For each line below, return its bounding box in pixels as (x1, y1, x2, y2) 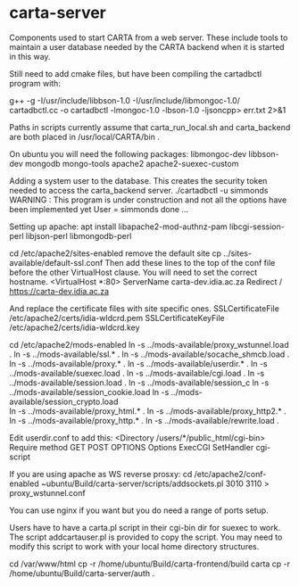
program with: (9, 78, 61, 88)
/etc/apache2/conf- (194, 468, 267, 479)
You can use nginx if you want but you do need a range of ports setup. (9, 505, 270, 516)
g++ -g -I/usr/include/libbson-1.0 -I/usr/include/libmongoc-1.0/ (9, 95, 241, 105)
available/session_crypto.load (9, 396, 119, 407)
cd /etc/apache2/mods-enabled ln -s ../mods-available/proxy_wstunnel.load (9, 339, 289, 350)
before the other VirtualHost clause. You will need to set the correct (9, 267, 258, 277)
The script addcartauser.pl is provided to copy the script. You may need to (9, 532, 283, 542)
